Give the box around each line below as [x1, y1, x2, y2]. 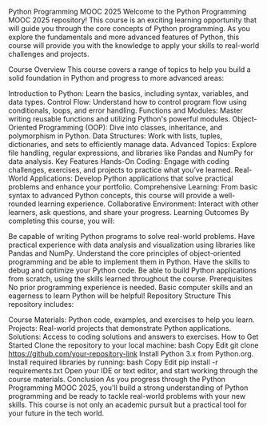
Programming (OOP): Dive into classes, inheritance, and [38, 123, 223, 132]
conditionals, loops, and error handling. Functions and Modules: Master [8, 106, 244, 115]
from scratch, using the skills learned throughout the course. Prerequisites [8, 274, 253, 283]
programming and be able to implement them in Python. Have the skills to [8, 257, 250, 266]
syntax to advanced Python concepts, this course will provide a [8, 191, 217, 200]
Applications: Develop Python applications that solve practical [29, 173, 233, 183]
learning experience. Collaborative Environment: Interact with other [38, 199, 259, 209]
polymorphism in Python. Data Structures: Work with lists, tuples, [8, 131, 222, 141]
